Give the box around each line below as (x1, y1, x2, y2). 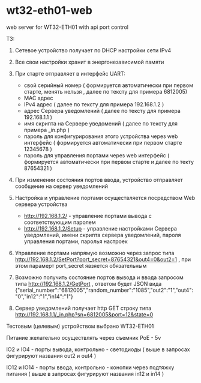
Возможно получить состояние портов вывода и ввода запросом (14, 274, 184, 281)
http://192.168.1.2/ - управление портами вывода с (23, 212, 152, 219)
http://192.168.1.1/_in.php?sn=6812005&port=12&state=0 (14, 310, 154, 318)
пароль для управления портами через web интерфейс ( (23, 151, 170, 159)
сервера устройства (14, 201, 68, 208)
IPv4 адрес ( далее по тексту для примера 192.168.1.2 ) (23, 100, 164, 108)
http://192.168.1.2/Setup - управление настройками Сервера (23, 225, 177, 232)
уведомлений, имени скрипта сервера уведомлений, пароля (23, 231, 181, 238)
